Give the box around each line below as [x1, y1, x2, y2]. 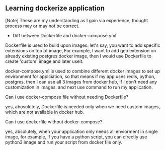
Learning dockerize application [5, 4, 105, 13]
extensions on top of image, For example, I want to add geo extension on [5, 47, 156, 53]
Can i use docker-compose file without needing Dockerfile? [5, 94, 129, 100]
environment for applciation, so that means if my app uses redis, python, [5, 73, 155, 80]
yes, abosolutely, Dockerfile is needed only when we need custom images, [5, 103, 160, 110]
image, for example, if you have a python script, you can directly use [5, 133, 147, 140]
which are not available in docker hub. [5, 109, 85, 115]
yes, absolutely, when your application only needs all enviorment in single [5, 128, 158, 134]
